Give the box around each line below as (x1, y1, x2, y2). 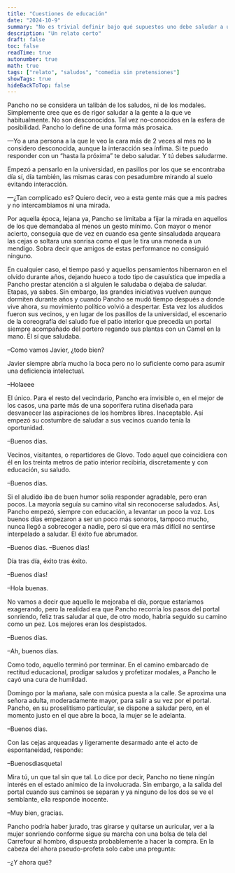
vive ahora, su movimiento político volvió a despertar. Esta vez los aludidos (7, 302, 224, 311)
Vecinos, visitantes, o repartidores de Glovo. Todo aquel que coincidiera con (7, 450, 227, 459)
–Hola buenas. (7, 584, 49, 592)
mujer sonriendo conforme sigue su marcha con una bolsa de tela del (7, 830, 208, 838)
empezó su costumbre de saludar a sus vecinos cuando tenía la (7, 416, 191, 425)
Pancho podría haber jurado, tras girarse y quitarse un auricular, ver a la (7, 823, 215, 831)
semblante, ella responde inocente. (7, 795, 108, 804)
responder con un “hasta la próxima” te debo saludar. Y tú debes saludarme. (7, 152, 228, 160)
